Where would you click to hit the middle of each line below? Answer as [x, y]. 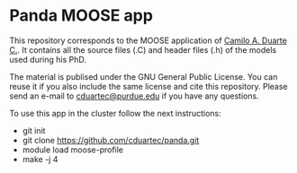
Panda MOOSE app [81, 16]
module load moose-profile [73, 150]
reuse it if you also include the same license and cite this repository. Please [148, 86]
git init [34, 130]
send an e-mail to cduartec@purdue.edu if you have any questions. [134, 96]
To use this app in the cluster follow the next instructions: [116, 113]
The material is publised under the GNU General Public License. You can [144, 76]
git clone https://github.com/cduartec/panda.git [111, 140]
